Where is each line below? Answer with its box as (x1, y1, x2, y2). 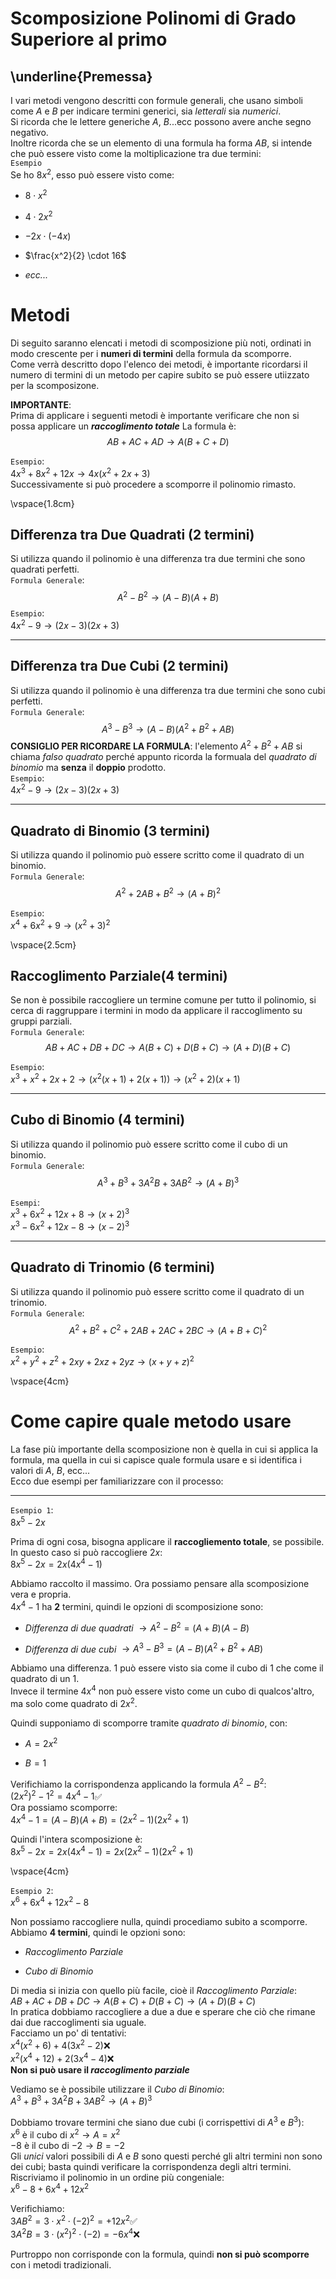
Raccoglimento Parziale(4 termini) (10, 967, 228, 984)
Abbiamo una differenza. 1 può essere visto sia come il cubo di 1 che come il (10, 1662, 324, 1674)
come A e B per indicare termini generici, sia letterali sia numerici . (10, 105, 282, 117)
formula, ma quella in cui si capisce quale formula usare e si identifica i (10, 1453, 302, 1466)
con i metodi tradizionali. (10, 2258, 112, 2271)
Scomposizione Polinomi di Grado (10, 7, 297, 30)
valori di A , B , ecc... (10, 1464, 91, 1476)
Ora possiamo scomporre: (10, 1802, 118, 1814)
